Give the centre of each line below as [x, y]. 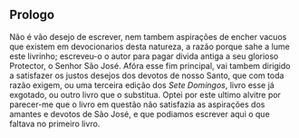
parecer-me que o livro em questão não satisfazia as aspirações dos [137, 104]
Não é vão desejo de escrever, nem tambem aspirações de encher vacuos [148, 36]
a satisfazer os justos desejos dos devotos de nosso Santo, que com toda [147, 75]
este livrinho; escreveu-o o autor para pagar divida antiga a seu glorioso [144, 56]
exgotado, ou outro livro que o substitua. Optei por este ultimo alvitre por [145, 94]
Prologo [32, 15]
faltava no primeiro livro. [55, 123]
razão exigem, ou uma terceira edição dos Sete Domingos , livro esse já [142, 84]
